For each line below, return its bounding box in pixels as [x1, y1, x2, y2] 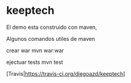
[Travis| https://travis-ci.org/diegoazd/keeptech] [6, 70, 126, 77]
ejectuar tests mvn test [6, 58, 63, 66]
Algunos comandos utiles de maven [6, 35, 95, 42]
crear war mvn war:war [6, 46, 65, 54]
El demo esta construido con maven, [6, 23, 98, 31]
